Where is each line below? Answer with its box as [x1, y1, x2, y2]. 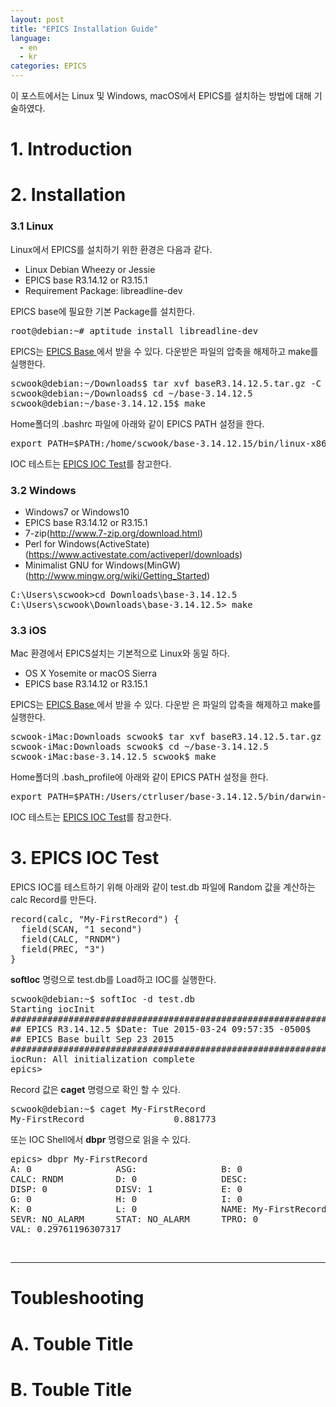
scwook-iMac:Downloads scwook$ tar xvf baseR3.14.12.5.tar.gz [10, 731, 322, 743]
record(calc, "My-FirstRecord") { [10, 914, 180, 925]
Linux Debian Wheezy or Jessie [24, 263, 156, 275]
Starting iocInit [10, 1004, 95, 1015]
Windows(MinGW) [105, 559, 181, 571]
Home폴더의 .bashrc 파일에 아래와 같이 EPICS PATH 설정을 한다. [10, 417, 265, 430]
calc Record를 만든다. [10, 894, 97, 906]
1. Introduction [10, 138, 133, 161]
